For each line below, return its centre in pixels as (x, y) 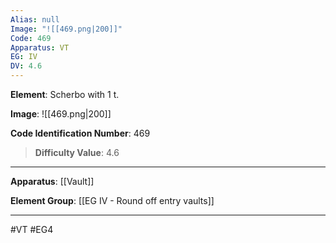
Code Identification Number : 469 (80, 133)
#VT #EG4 (32, 229)
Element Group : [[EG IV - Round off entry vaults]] (112, 200)
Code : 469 (31, 38)
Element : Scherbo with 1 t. (65, 94)
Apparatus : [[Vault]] (52, 181)
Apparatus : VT (40, 47)
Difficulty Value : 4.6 (77, 152)
